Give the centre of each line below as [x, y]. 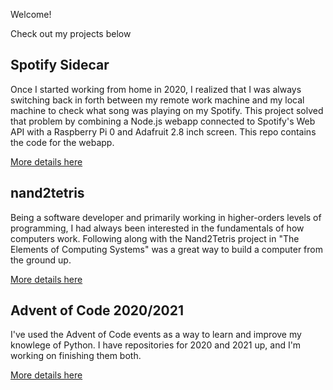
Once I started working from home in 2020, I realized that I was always [156, 89]
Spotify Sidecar [60, 65]
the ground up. [41, 260]
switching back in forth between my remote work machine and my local [157, 100]
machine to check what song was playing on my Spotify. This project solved [167, 110]
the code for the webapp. [62, 142]
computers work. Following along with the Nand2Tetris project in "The [155, 238]
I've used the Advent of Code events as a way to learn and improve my [156, 335]
